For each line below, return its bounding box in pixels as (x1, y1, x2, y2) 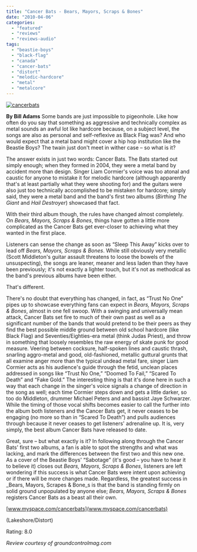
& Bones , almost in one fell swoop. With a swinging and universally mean (6, 307, 183, 314)
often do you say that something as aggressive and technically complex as (6, 119, 187, 126)
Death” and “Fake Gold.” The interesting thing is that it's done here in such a (6, 376, 191, 383)
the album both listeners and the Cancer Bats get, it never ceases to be (6, 407, 178, 414)
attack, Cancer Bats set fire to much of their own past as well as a (6, 313, 166, 321)
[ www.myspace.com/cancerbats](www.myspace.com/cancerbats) (6, 505, 168, 512)
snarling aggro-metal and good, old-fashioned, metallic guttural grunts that (6, 351, 188, 358)
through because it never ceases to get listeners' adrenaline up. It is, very (6, 420, 185, 427)
